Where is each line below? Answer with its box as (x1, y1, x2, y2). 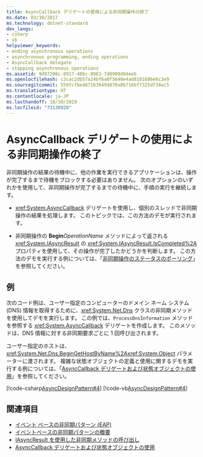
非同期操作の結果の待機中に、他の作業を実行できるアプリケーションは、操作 (6, 169, 198, 176)
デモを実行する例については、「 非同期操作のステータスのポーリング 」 (25, 255, 196, 262)
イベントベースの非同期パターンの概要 (15, 429, 111, 436)
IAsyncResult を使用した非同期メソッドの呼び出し (15, 436, 140, 444)
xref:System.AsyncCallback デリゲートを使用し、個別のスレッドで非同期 (15, 204, 198, 212)
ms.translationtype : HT (6, 88, 67, 94)
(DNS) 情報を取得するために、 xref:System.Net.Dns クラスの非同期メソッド (6, 307, 193, 314)
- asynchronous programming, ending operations (6, 54, 129, 60)
